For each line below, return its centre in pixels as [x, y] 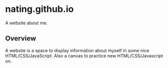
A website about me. [26, 23]
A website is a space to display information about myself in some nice [77, 50]
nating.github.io [40, 9]
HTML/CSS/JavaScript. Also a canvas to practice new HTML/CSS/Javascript [84, 56]
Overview [21, 38]
